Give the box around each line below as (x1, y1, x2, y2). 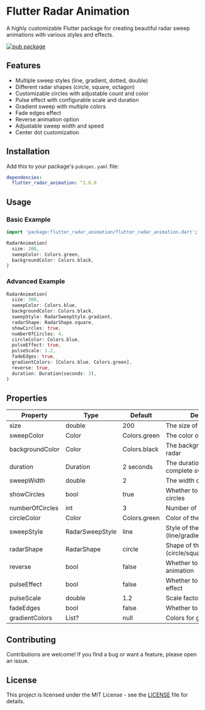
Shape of (165, 542, 192, 550)
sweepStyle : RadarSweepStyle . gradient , (12, 314, 113, 320)
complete (165, 466, 193, 475)
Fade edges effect (15, 109, 62, 117)
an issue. (6, 657, 29, 665)
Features (6, 60, 41, 71)
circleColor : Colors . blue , (12, 336, 81, 342)
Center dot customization (15, 128, 79, 136)
